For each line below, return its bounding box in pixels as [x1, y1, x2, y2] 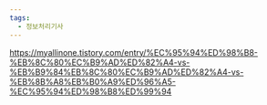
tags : [9, 13, 30, 23]
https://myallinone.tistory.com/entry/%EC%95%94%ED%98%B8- [9, 47, 258, 58]
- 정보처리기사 [17, 22, 64, 31]
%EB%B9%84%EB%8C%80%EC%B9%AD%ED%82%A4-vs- [9, 66, 244, 78]
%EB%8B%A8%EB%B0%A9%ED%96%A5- [9, 76, 176, 87]
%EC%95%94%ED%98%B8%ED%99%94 [9, 86, 172, 97]
